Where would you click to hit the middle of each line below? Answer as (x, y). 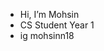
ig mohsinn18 (47, 35)
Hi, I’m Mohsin (49, 14)
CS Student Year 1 (57, 25)
